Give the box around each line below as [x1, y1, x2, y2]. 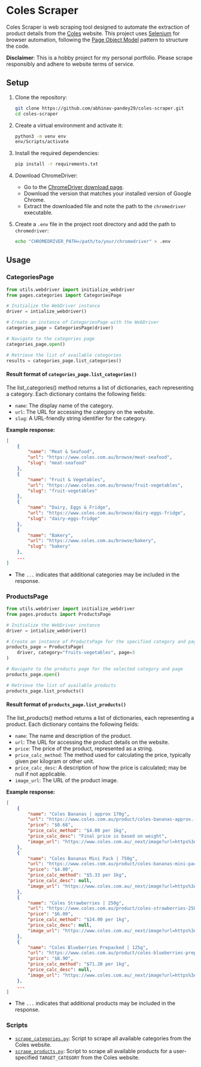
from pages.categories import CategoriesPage [6, 292, 121, 298]
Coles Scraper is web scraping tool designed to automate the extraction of [6, 23, 190, 31]
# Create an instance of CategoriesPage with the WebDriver [6, 320, 160, 326]
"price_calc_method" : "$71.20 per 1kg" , [28, 961, 130, 967]
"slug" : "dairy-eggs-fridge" [28, 515, 100, 521]
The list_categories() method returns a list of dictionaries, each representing [6, 384, 194, 391]
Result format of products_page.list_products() [6, 701, 127, 708]
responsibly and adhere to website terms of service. [6, 60, 135, 68]
